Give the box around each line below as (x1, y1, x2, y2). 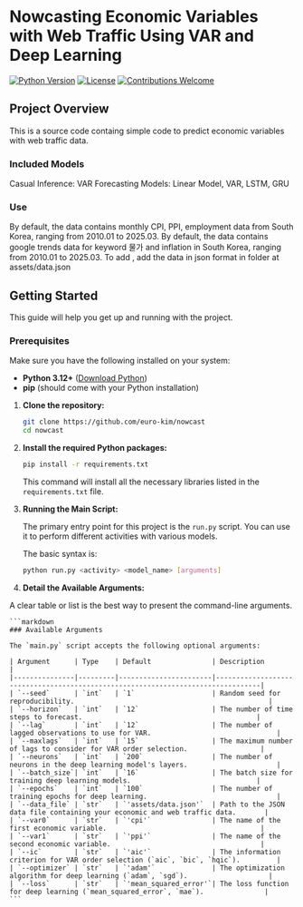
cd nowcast (22, 426, 64, 435)
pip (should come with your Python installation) (22, 383, 199, 394)
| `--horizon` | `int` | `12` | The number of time (9, 705, 294, 714)
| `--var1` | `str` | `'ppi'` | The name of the (9, 832, 281, 841)
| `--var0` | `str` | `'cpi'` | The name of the (9, 815, 281, 824)
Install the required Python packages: (22, 443, 167, 453)
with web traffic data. (9, 134, 89, 146)
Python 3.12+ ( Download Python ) (22, 373, 147, 384)
